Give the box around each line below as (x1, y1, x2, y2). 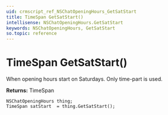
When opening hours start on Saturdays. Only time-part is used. (6, 75, 163, 83)
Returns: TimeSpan (6, 87, 55, 94)
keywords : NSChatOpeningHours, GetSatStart (6, 25, 116, 31)
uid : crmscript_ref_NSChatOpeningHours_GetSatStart (6, 8, 137, 15)
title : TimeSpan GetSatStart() (6, 14, 84, 20)
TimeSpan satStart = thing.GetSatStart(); (6, 104, 116, 110)
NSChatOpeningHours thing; (6, 98, 73, 104)
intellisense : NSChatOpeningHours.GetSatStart (6, 19, 123, 25)
